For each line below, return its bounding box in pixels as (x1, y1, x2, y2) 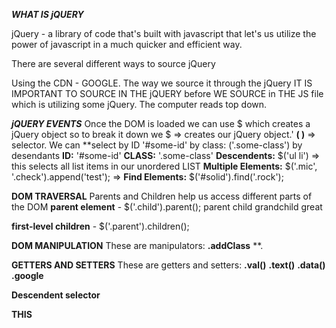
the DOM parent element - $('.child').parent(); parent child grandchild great (11, 201, 323, 213)
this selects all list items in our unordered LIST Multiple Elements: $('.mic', (11, 160, 318, 172)
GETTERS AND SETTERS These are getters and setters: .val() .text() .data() (11, 259, 326, 271)
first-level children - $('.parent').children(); (11, 220, 190, 232)
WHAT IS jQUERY (11, 9, 84, 20)
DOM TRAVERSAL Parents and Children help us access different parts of (11, 190, 313, 202)
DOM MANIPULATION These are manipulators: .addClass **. (11, 240, 264, 251)
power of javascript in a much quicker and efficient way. (11, 39, 243, 50)
